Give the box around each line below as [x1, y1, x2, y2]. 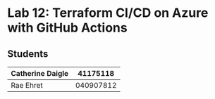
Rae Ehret [11, 81, 44, 90]
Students [7, 48, 49, 60]
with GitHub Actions [7, 20, 128, 36]
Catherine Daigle [11, 69, 69, 78]
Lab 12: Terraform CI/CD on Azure [7, 5, 209, 21]
